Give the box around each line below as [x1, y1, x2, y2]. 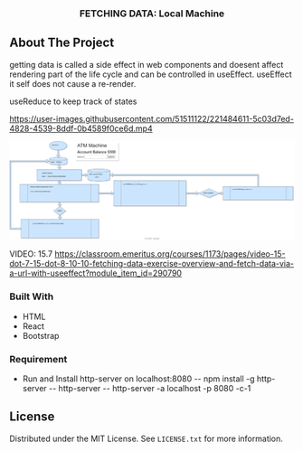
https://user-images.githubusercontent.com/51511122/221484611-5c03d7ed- [9, 113, 294, 124]
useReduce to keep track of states [9, 96, 137, 107]
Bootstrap [22, 330, 60, 341]
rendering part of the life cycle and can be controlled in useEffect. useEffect [9, 69, 292, 80]
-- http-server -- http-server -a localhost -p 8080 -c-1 [48, 383, 251, 394]
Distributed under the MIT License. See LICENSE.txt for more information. [9, 433, 283, 444]
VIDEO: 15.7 [9, 249, 52, 259]
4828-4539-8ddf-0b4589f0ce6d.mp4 [9, 123, 153, 134]
